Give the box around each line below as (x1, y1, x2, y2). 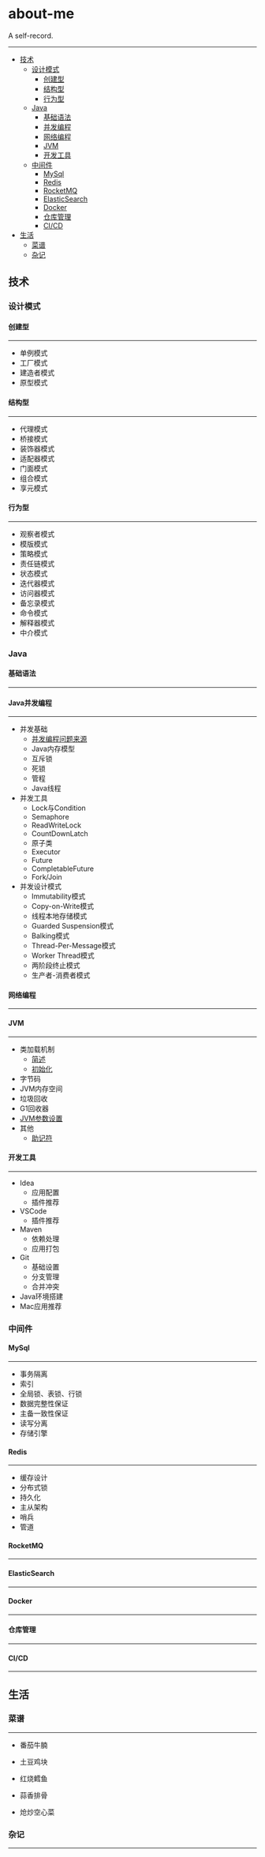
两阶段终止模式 (31, 961, 80, 970)
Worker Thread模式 (31, 951, 95, 960)
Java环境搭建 (19, 1292, 64, 1301)
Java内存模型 (31, 744, 75, 754)
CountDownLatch (31, 829, 88, 838)
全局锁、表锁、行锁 (19, 1389, 83, 1398)
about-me (8, 5, 75, 23)
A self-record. (8, 31, 54, 40)
